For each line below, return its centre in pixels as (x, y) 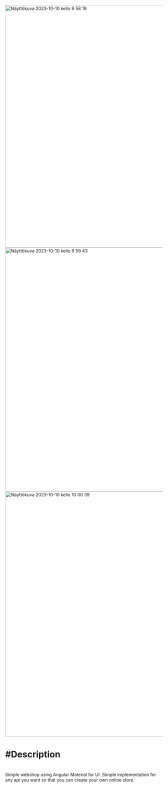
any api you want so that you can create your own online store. (70, 780)
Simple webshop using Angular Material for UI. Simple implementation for (81, 775)
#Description (33, 755)
